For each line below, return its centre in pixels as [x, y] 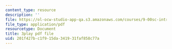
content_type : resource [31, 10]
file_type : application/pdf [35, 24]
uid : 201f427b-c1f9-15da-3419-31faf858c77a [52, 39]
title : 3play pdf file [29, 34]
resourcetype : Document [31, 29]
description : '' [23, 15]
